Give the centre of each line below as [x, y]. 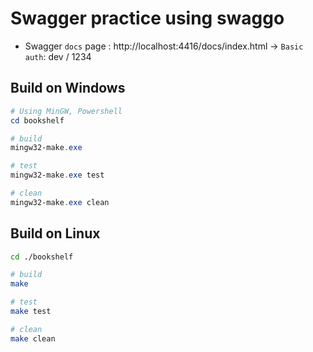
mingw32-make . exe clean [60, 202]
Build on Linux [55, 233]
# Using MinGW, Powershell [66, 111]
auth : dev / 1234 [58, 56]
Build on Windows [68, 88]
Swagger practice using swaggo [147, 18]
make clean [33, 338]
